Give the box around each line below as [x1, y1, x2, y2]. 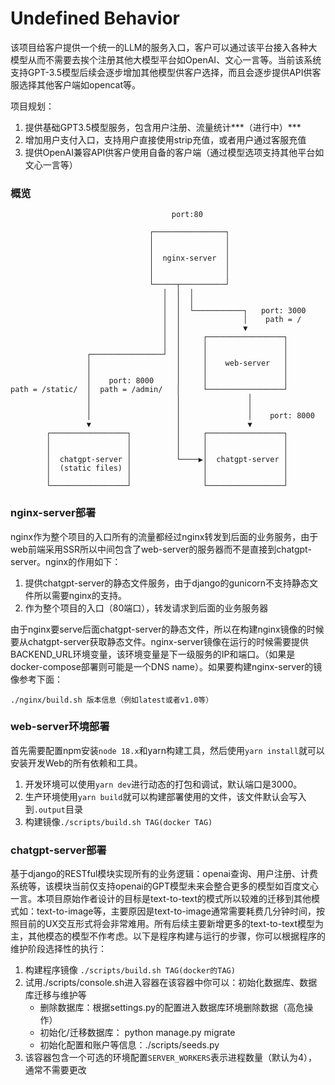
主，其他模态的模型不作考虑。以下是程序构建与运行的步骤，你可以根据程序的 [10, 930, 326, 942]
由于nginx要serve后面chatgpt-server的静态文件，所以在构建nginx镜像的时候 [10, 623, 325, 635]
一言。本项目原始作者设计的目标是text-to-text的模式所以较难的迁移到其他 [10, 893, 312, 905]
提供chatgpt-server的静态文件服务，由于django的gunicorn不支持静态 [24, 577, 310, 589]
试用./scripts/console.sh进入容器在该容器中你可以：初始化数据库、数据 [24, 977, 318, 989]
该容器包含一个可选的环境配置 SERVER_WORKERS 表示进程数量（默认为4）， [24, 1052, 318, 1064]
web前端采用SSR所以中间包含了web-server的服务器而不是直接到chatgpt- [10, 543, 312, 555]
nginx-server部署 [10, 506, 97, 520]
